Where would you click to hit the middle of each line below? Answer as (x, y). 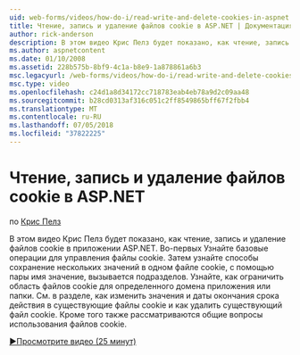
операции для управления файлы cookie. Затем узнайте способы (134, 257)
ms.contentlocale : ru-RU (55, 117)
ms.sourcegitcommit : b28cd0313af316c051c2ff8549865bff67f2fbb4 (129, 100)
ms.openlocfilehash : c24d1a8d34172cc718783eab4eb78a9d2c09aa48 (129, 92)
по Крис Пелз (35, 221)
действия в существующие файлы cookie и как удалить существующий (146, 305)
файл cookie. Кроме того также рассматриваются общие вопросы (136, 314)
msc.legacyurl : (37, 76)
